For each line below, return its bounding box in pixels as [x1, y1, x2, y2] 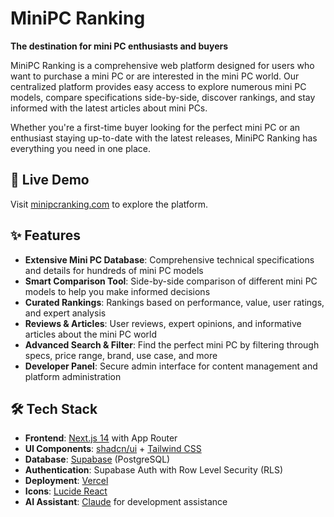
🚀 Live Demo [10, 172, 90, 189]
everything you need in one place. [10, 142, 151, 154]
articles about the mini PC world [24, 328, 157, 340]
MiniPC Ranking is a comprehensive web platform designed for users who [10, 59, 315, 71]
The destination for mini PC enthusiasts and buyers [10, 40, 229, 52]
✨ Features [10, 227, 81, 244]
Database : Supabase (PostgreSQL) [24, 453, 171, 466]
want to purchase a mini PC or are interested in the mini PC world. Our [10, 70, 300, 82]
